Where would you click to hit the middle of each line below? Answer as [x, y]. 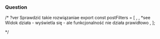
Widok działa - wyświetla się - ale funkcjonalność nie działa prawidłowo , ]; [80, 23]
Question [16, 7]
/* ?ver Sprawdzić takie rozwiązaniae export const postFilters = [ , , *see [78, 18]
